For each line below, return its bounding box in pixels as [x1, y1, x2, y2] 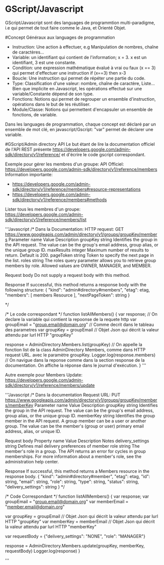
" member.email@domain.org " [5, 504, 65, 510]
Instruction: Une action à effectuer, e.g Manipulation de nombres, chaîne [12, 44, 159, 50]
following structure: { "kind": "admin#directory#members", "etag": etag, [5, 287, 150, 293]
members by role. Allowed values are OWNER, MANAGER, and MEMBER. [5, 263, 152, 269]
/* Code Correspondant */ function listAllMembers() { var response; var [5, 493, 149, 499]
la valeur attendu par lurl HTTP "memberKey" [5, 524, 97, 530]
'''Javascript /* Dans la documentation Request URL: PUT [5, 392, 121, 398]
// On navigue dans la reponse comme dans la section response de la [5, 357, 145, 363]
